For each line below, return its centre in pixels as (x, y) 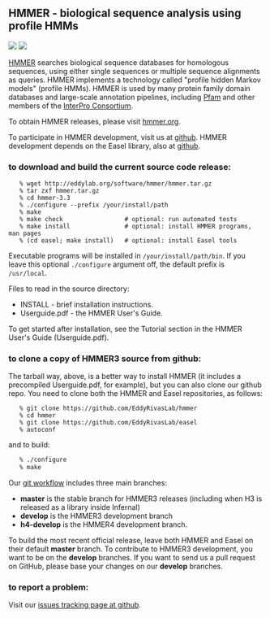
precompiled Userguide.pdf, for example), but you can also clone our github (135, 385)
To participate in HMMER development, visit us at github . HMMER (118, 137)
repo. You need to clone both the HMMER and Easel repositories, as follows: (136, 394)
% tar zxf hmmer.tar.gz (59, 191)
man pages (25, 234)
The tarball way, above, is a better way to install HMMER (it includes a (125, 376)
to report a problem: (49, 587)
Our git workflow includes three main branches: (88, 483)
